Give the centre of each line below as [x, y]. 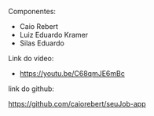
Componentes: [32, 11]
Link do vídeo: [31, 58]
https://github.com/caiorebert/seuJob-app [77, 104]
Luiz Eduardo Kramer [54, 35]
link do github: [31, 89]
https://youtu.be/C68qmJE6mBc [72, 73]
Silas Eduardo [42, 43]
